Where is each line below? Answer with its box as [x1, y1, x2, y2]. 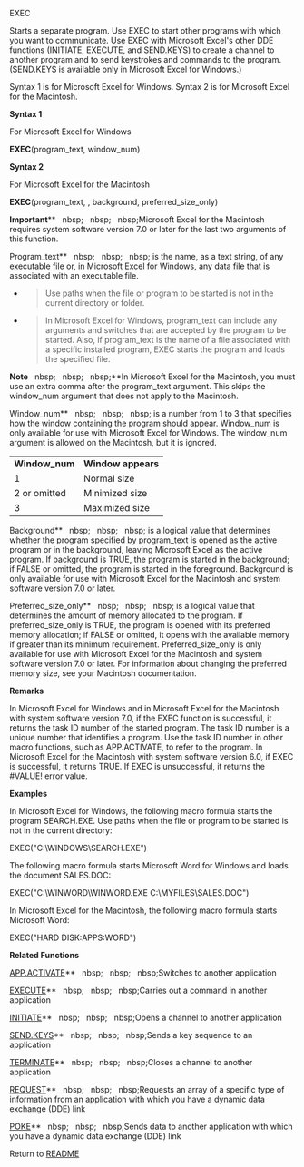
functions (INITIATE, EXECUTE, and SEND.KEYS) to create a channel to [9, 44, 275, 55]
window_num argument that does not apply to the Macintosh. [9, 390, 239, 401]
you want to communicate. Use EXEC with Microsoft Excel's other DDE [9, 35, 274, 45]
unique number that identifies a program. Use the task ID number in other [9, 732, 284, 742]
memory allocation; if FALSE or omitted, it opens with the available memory [9, 630, 290, 640]
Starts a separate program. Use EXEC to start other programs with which [9, 25, 281, 35]
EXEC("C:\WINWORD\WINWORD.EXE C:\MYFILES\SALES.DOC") [9, 888, 250, 897]
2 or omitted [14, 487, 66, 499]
